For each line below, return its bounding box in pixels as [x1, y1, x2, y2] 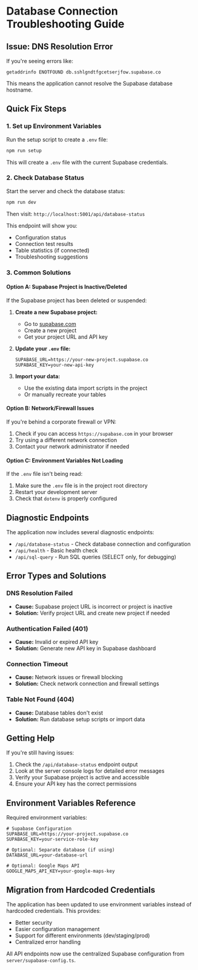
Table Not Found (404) [6, 695, 74, 704]
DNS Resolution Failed [6, 589, 73, 597]
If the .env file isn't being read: [6, 470, 83, 478]
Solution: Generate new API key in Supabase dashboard [15, 645, 156, 652]
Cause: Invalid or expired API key [15, 639, 99, 646]
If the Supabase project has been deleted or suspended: [6, 296, 147, 304]
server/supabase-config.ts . [6, 957, 76, 964]
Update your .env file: [15, 345, 71, 352]
